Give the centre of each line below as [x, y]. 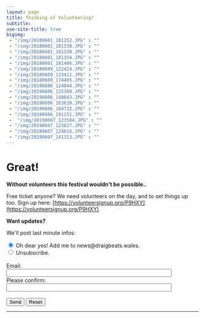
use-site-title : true [34, 29]
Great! [23, 167]
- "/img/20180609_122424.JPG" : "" [54, 69]
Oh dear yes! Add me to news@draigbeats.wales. [78, 245]
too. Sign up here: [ [31, 202]
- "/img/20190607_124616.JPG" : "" [54, 131]
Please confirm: [26, 280]
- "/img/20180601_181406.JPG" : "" [54, 63]
